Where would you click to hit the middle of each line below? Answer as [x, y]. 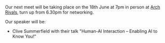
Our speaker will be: [25, 22]
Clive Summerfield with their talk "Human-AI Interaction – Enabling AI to [85, 31]
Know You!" [24, 36]
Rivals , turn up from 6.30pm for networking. [49, 12]
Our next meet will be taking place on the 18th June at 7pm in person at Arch [83, 7]
